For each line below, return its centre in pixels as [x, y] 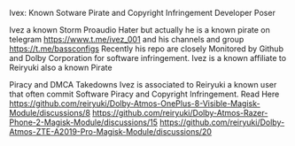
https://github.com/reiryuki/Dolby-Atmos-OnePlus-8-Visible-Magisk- [135, 104]
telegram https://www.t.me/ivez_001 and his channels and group [127, 39]
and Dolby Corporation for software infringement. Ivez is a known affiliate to [147, 58]
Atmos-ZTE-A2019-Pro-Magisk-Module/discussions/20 [111, 131]
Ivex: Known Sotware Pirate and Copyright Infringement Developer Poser [143, 13]
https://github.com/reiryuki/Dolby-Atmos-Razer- [180, 113]
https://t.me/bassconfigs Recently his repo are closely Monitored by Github [146, 49]
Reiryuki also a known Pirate [61, 67]
